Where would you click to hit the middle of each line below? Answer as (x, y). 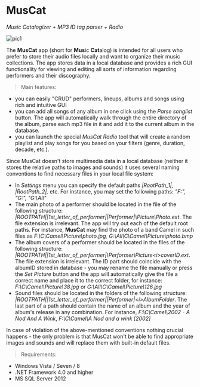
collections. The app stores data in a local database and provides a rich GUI (99, 63)
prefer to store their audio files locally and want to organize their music (93, 56)
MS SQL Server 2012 (41, 378)
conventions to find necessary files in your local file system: (80, 173)
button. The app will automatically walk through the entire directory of (101, 118)
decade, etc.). (32, 149)
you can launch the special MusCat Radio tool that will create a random (102, 136)
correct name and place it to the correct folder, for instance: (88, 280)
